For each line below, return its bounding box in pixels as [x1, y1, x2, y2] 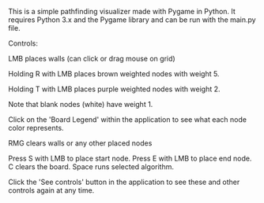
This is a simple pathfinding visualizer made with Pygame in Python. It [8, 7, 236, 16]
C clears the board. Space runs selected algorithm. [8, 162, 175, 172]
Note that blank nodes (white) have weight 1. [8, 100, 153, 109]
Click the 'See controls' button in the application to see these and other [8, 177, 240, 186]
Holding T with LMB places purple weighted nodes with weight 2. [8, 84, 221, 94]
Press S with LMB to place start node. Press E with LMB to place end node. [8, 153, 252, 163]
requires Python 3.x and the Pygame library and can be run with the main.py [8, 15, 256, 24]
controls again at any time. [8, 186, 95, 195]
